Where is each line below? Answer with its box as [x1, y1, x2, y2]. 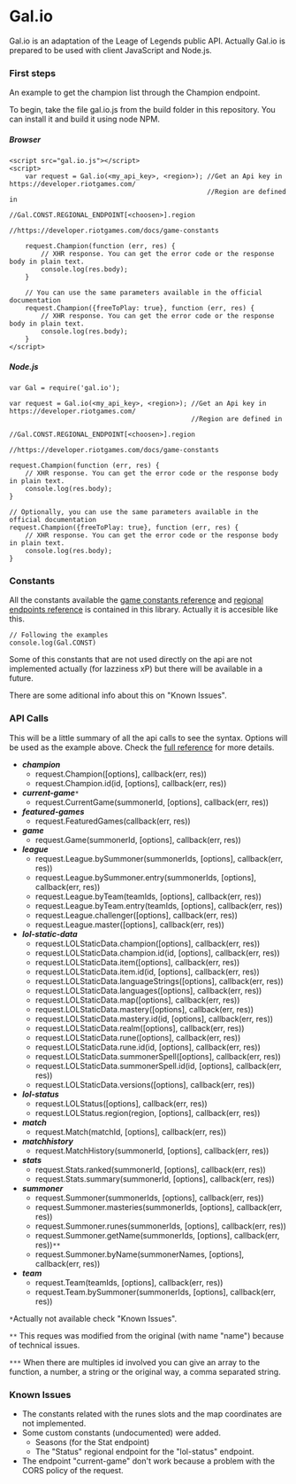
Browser [9, 134, 42, 144]
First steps [9, 66, 56, 79]
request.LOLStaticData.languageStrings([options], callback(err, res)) [34, 975, 285, 986]
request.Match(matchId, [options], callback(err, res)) [34, 1126, 227, 1136]
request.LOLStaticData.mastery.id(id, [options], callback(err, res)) [34, 1013, 274, 1024]
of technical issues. [9, 1340, 80, 1350]
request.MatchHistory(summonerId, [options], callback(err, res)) [34, 1145, 269, 1156]
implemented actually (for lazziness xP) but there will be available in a [9, 663, 263, 675]
